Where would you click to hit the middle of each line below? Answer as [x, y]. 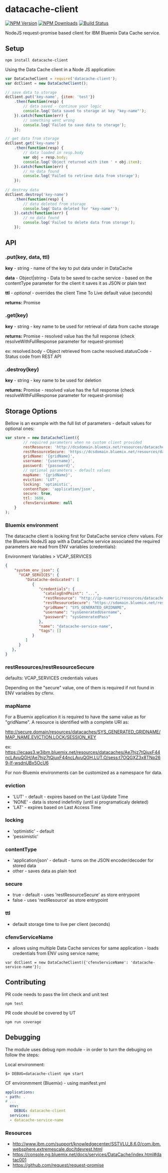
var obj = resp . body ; [46, 157]
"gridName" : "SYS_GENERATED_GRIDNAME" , [85, 608]
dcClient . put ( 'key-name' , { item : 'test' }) [50, 97]
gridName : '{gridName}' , [49, 456]
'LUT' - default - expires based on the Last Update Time [70, 797]
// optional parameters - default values [67, 470]
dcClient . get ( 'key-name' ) [32, 143]
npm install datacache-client [37, 60]
